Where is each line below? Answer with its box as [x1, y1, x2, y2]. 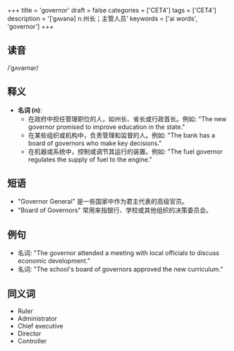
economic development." [17, 257, 90, 265]
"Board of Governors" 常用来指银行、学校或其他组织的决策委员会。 [17, 206, 213, 214]
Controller [17, 337, 47, 345]
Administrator [17, 314, 58, 323]
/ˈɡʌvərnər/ [7, 63, 39, 72]
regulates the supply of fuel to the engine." [27, 155, 153, 164]
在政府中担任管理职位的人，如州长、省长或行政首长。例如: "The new [27, 114, 227, 123]
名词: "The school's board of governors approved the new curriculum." [17, 265, 223, 273]
